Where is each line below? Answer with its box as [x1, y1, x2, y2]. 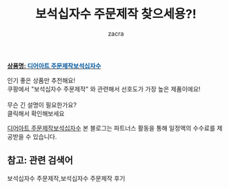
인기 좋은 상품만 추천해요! [7, 76, 76, 85]
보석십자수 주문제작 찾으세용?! [35, 6, 197, 22]
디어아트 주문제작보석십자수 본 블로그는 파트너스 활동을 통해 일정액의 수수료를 [7, 124, 216, 132]
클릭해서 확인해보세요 [7, 109, 65, 118]
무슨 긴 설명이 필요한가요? [7, 100, 77, 109]
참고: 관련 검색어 [7, 155, 74, 166]
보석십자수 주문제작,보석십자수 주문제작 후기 [7, 174, 126, 182]
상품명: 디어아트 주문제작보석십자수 [7, 61, 101, 69]
